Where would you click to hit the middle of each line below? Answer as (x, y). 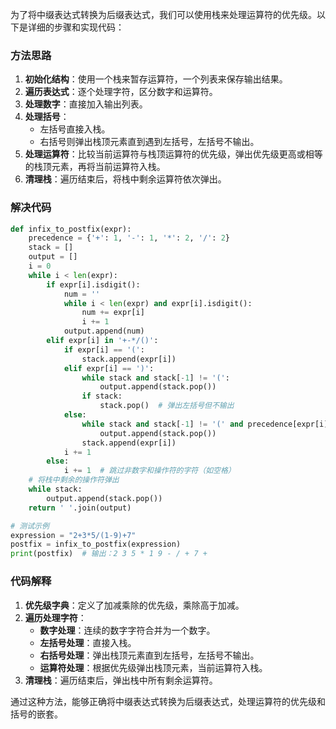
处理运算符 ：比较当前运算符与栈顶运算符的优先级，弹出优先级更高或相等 (173, 154)
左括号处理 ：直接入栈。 (88, 642)
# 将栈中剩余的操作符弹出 (74, 480)
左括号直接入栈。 (75, 129)
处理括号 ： (47, 117)
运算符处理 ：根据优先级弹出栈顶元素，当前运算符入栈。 (153, 667)
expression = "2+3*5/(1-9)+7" (73, 535)
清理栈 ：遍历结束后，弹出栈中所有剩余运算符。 (121, 680)
